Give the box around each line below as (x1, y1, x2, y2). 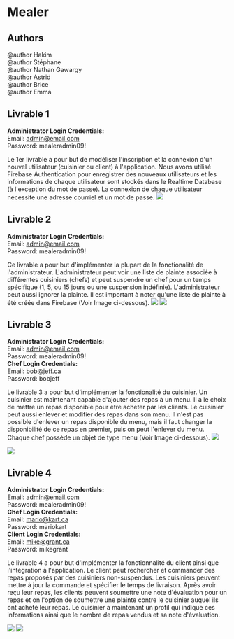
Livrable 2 (7, 213, 52, 225)
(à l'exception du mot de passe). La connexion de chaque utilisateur (7, 185, 203, 193)
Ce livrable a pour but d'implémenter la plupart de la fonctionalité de (7, 260, 204, 269)
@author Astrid (7, 73, 51, 81)
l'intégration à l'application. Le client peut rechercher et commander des (7, 566, 215, 575)
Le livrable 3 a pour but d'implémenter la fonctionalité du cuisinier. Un (7, 388, 207, 396)
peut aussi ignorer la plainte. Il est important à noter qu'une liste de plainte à (7, 290, 226, 298)
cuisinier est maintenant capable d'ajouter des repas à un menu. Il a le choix (7, 395, 226, 404)
